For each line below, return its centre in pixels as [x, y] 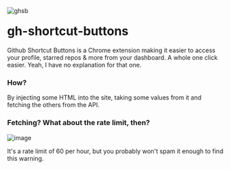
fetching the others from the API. [53, 105]
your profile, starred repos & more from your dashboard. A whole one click [113, 57]
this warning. [25, 158]
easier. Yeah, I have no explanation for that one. [74, 65]
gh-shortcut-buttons [68, 31]
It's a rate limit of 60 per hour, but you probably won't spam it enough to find [115, 151]
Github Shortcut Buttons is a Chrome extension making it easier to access [111, 50]
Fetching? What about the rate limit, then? [79, 123]
